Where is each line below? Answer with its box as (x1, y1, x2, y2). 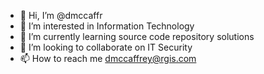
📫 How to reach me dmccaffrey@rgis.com (19, 53, 197, 64)
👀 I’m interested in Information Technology (19, 20, 195, 32)
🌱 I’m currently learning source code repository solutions (19, 31, 255, 42)
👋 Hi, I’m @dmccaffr (19, 10, 103, 21)
